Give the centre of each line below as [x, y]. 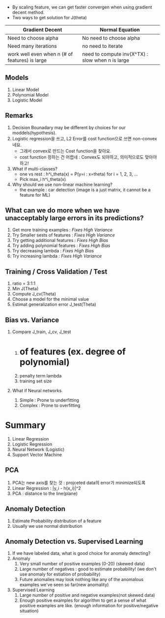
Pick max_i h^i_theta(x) [43, 179]
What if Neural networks [37, 391]
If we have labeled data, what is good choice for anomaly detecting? [81, 553]
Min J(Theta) [25, 289]
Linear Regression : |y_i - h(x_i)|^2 [46, 488]
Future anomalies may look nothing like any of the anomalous [82, 580]
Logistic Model [27, 100]
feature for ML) [35, 195]
